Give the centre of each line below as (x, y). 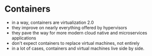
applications (24, 38)
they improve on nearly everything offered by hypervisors (69, 27)
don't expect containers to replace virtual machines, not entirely (76, 43)
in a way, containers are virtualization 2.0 (53, 22)
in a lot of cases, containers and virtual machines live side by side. (78, 48)
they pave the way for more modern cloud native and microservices (79, 33)
